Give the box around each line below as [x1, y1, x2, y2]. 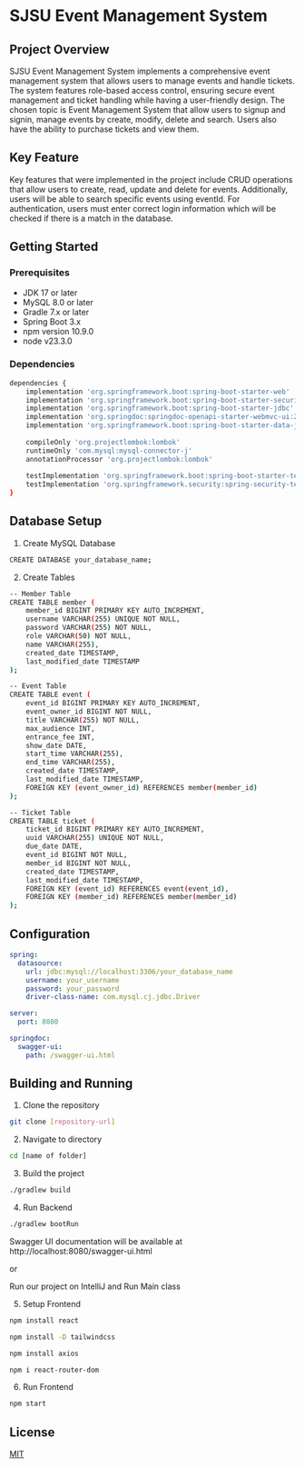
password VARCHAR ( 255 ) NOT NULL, [25, 624, 152, 633]
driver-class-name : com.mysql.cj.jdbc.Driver [25, 993, 202, 1002]
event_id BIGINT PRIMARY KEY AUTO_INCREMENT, [25, 699, 202, 708]
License [9, 1424, 55, 1440]
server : [9, 1009, 39, 1018]
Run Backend [22, 1202, 73, 1213]
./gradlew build [9, 1185, 71, 1195]
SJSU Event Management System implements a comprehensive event [9, 65, 271, 76]
